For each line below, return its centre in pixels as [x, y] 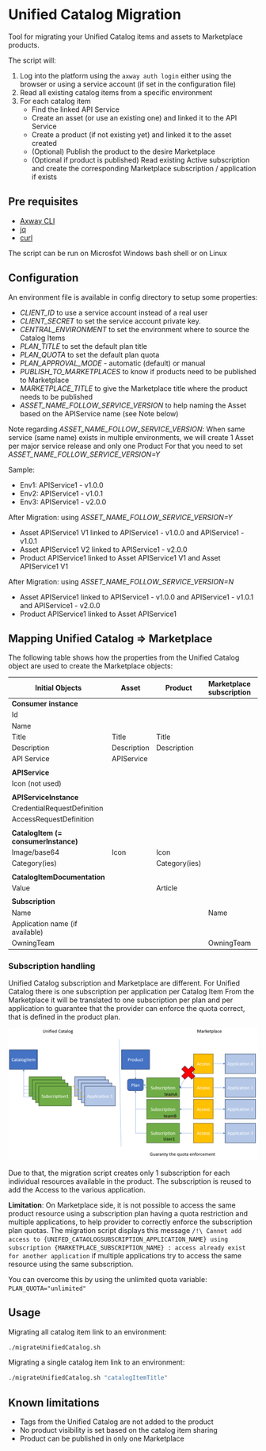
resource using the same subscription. [71, 1264]
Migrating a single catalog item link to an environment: [97, 1362]
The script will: [32, 60]
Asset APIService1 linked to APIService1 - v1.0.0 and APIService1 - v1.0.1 [137, 597]
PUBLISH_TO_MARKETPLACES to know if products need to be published [138, 371]
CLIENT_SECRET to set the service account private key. [110, 321]
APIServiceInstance [45, 797]
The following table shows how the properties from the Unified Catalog [124, 658]
